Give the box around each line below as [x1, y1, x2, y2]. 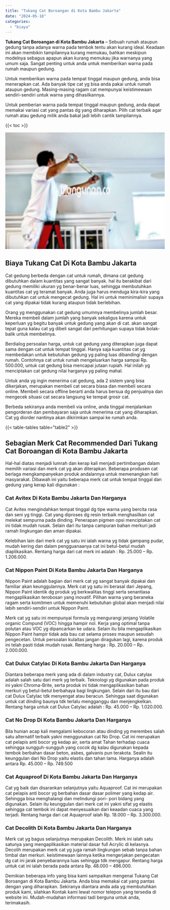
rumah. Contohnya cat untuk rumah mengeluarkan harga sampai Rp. [5, 357, 148, 363]
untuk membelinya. [16, 331, 56, 337]
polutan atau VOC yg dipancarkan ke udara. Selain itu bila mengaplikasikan [5, 625, 162, 632]
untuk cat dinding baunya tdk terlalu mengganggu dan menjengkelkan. [5, 699, 153, 705]
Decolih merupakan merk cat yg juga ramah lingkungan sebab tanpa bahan [5, 846, 162, 853]
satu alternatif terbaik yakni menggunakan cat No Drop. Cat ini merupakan [5, 733, 160, 739]
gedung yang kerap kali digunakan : [5, 482, 80, 488]
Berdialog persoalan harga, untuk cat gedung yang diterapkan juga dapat [5, 340, 158, 347]
